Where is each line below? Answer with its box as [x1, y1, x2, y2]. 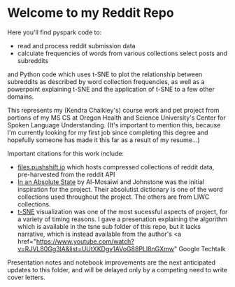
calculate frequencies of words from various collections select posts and [17, 49, 227, 57]
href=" [17, 237, 37, 246]
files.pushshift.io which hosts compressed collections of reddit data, [17, 162, 215, 171]
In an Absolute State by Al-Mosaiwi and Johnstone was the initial [17, 177, 205, 186]
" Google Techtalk [173, 244, 226, 253]
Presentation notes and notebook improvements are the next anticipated [7, 258, 215, 267]
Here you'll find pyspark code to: [7, 28, 102, 36]
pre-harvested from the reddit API [17, 170, 115, 178]
